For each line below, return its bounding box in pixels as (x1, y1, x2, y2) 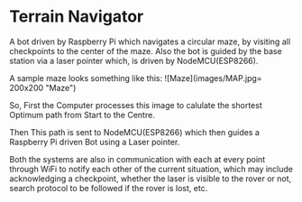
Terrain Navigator (9, 6, 144, 27)
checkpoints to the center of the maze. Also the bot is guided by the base (9, 45, 282, 56)
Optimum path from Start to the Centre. (9, 109, 155, 120)
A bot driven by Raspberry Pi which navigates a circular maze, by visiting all (9, 36, 291, 47)
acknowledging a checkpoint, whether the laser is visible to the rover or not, (9, 173, 292, 184)
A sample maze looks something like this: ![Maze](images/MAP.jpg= (9, 72, 263, 83)
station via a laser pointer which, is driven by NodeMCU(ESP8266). (9, 55, 259, 66)
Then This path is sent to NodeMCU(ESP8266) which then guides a (9, 126, 260, 137)
